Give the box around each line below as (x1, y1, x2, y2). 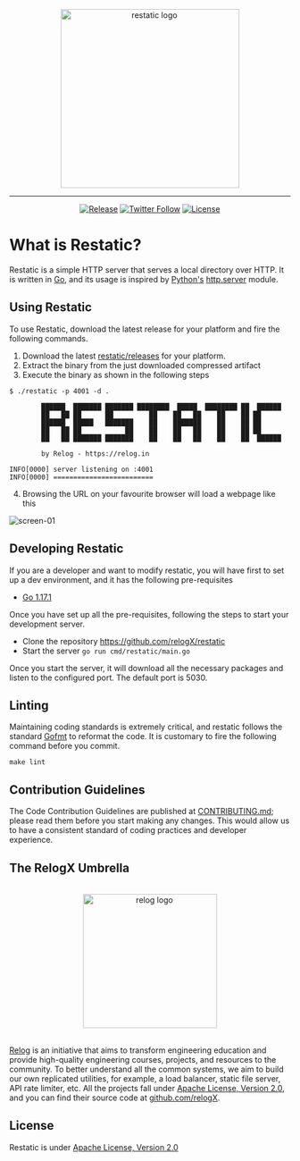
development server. (9, 618, 86, 629)
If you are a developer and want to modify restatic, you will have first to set (9, 565, 285, 576)
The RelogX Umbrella (9, 860, 129, 875)
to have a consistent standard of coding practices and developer (9, 825, 247, 836)
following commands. (9, 332, 88, 343)
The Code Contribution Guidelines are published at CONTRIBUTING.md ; (9, 806, 274, 817)
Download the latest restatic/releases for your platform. (21, 350, 226, 361)
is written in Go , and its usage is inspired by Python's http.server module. (9, 273, 279, 284)
